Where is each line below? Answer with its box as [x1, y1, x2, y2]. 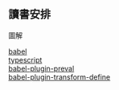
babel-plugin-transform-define [8, 72, 111, 82]
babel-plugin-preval [8, 63, 75, 73]
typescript [8, 55, 43, 64]
